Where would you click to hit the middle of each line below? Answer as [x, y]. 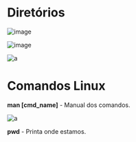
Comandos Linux [56, 86]
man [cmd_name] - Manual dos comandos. [69, 105]
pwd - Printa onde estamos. [47, 131]
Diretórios [36, 13]
